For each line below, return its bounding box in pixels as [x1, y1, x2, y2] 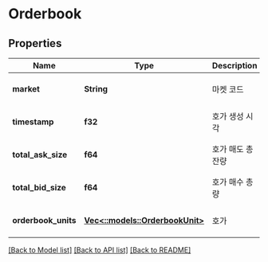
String [83, 84, 108, 94]
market [12, 84, 40, 94]
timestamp [12, 116, 54, 127]
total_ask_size [12, 149, 68, 160]
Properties [8, 37, 62, 50]
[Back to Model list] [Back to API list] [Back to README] [8, 245, 191, 255]
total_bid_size [12, 182, 66, 193]
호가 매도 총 [211, 144, 254, 154]
